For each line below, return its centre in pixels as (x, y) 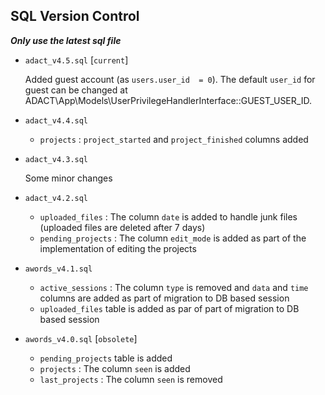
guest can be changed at (76, 90)
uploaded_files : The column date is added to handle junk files (168, 216)
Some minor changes (68, 178)
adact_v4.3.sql (56, 159)
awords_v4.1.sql (58, 269)
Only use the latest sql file (66, 40)
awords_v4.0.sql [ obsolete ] (81, 338)
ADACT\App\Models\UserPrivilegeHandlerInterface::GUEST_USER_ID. (168, 100)
